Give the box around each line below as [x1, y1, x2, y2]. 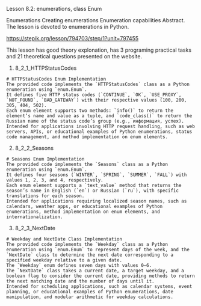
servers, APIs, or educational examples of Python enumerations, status [6, 129, 193, 135]
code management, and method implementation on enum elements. [6, 134, 169, 140]
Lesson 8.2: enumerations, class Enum [6, 5, 102, 12]
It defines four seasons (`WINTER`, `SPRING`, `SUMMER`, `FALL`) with [6, 172, 187, 178]
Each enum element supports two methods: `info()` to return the [6, 108, 173, 114]
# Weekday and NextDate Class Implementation [6, 236, 122, 242]
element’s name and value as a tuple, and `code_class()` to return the [6, 113, 193, 119]
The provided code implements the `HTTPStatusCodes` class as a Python [6, 81, 190, 87]
